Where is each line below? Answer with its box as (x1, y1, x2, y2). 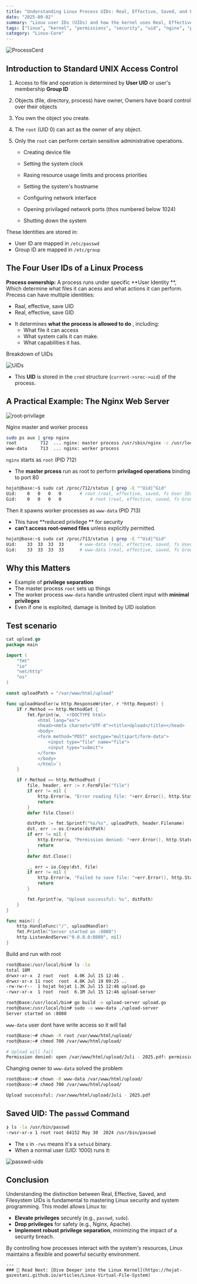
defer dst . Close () (27, 853, 72, 859)
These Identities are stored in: (6, 228, 78, 235)
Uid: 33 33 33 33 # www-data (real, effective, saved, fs (6, 541, 180, 547)
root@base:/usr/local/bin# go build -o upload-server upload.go (6, 1000, 167, 1006)
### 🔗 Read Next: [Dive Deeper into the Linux (6, 1268, 122, 1273)
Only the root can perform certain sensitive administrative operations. (14, 137, 184, 144)
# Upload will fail (6, 1049, 54, 1055)
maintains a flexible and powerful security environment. (6, 1250, 141, 1258)
